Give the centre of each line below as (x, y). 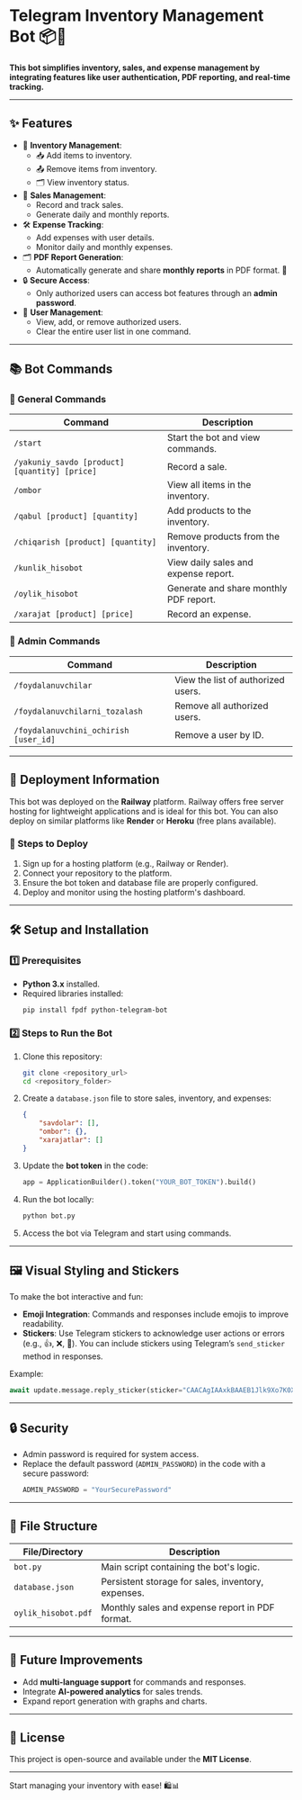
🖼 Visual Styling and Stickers (94, 1270)
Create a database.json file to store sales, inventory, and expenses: (147, 1098)
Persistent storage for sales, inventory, (182, 1581)
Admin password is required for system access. (111, 1454)
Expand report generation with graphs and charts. (115, 1701)
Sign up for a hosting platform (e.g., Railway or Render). (125, 863)
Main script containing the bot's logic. (181, 1567)
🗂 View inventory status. (83, 182)
